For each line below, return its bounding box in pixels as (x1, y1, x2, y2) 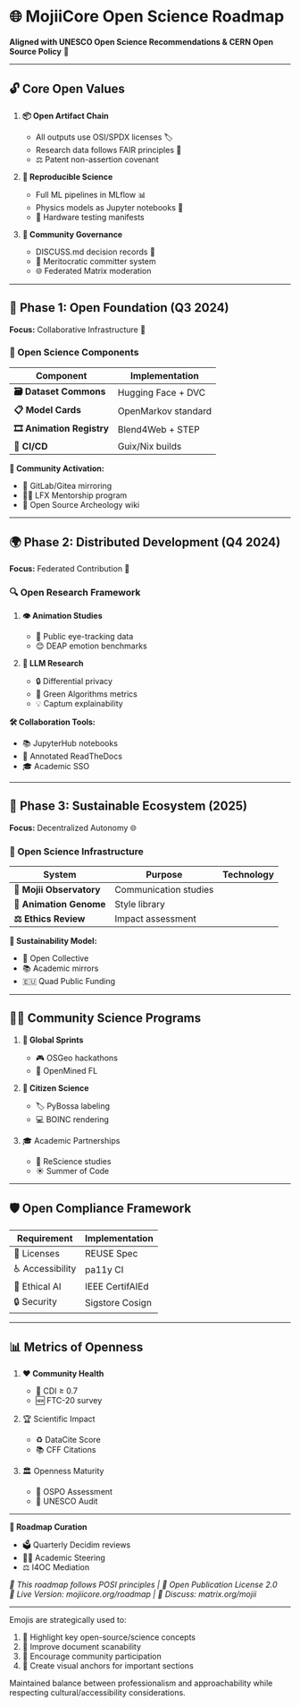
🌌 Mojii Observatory (13, 884, 101, 896)
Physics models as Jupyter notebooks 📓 (35, 202, 184, 212)
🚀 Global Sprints (21, 1034, 84, 1045)
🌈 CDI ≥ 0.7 (35, 1385, 79, 1396)
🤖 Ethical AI (13, 1280, 62, 1292)
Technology (222, 869, 275, 881)
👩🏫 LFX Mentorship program (21, 490, 128, 501)
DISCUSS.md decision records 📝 (35, 246, 156, 257)
